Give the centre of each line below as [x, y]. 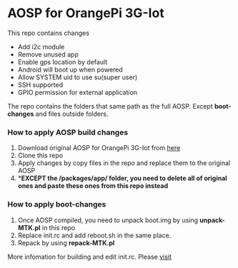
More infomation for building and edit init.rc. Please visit [90, 257]
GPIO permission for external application [78, 92]
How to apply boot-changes [57, 204]
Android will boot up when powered [70, 69]
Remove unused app [48, 54]
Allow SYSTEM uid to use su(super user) [78, 77]
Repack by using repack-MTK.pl [66, 243]
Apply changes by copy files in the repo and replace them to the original [124, 163]
